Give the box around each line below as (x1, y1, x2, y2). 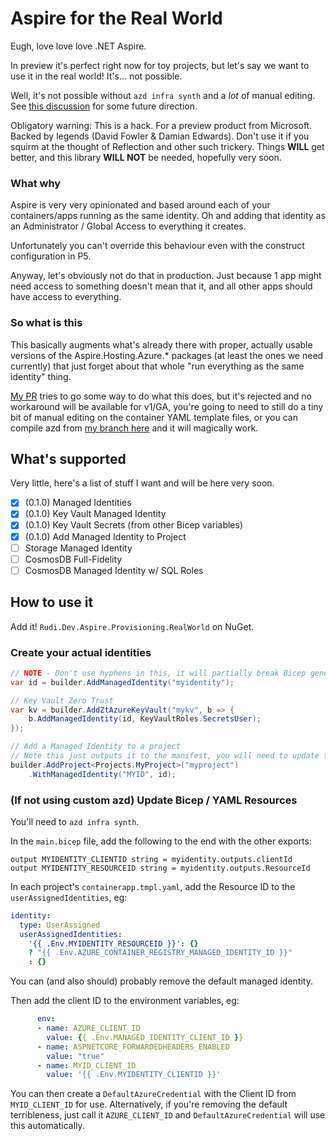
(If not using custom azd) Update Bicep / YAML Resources (10, 793, 298, 807)
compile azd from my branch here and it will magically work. (10, 422, 259, 434)
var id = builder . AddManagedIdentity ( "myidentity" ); (10, 677, 235, 687)
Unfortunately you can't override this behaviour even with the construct (10, 240, 305, 252)
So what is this (10, 316, 83, 330)
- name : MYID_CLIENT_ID (36, 1060, 137, 1071)
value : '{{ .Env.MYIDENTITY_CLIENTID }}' (46, 1070, 222, 1080)
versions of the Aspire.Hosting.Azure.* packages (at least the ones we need (10, 349, 324, 361)
